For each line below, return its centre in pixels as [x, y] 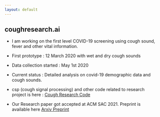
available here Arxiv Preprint [40, 109]
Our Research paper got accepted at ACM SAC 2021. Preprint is [76, 104]
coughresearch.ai [32, 30]
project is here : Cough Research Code [51, 95]
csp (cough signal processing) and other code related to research [78, 90]
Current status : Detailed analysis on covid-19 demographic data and [81, 75]
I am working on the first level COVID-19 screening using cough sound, [83, 41]
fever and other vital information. [45, 47]
